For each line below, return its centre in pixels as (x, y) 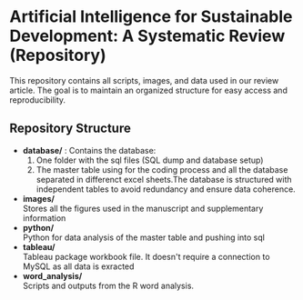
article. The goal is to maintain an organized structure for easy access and (149, 90)
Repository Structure (71, 129)
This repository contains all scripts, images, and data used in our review (144, 80)
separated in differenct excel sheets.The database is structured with (164, 179)
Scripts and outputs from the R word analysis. (108, 285)
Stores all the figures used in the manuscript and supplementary (143, 208)
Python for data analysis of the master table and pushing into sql (144, 237)
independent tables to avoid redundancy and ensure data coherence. (166, 189)
